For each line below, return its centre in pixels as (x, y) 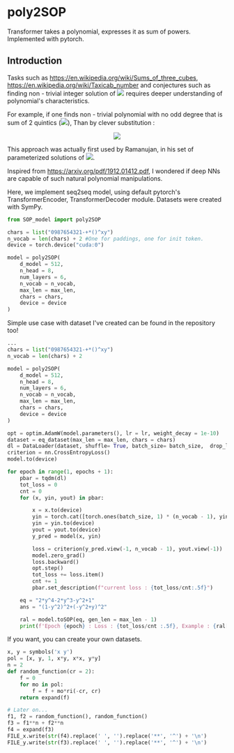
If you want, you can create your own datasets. (75, 639)
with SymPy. (25, 207)
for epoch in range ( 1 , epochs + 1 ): (60, 472)
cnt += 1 (45, 581)
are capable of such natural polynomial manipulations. (85, 178)
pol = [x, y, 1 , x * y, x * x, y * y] (54, 659)
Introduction (35, 61)
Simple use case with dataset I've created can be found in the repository (111, 323)
